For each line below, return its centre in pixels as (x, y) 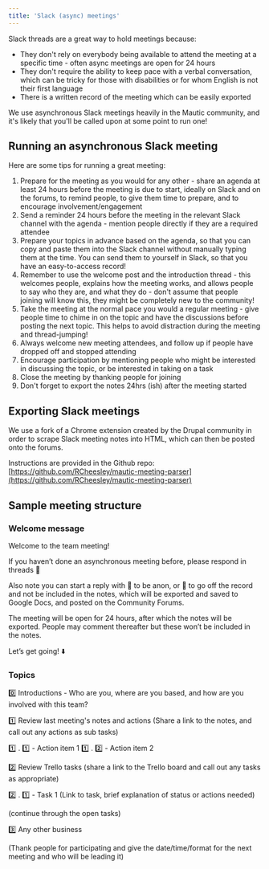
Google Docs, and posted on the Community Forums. (96, 602)
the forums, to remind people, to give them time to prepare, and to (129, 198)
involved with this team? (48, 704)
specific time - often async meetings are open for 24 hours (118, 63)
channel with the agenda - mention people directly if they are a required (139, 224)
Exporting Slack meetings (74, 411)
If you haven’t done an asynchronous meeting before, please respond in (127, 561)
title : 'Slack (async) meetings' (64, 16)
